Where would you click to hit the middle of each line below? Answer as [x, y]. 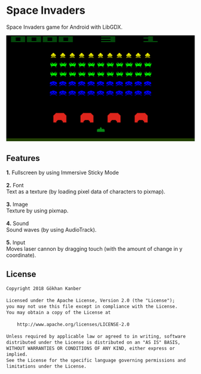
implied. [17, 355]
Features [23, 158]
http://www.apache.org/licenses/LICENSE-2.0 [73, 325]
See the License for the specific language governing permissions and [96, 361]
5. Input [16, 242]
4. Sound [18, 224]
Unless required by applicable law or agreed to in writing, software [96, 337]
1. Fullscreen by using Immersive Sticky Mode [63, 173]
